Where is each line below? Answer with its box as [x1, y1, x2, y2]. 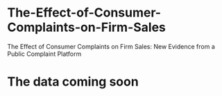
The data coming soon [7, 74, 139, 90]
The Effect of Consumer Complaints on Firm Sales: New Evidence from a [7, 42, 215, 50]
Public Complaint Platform [7, 50, 82, 58]
